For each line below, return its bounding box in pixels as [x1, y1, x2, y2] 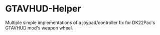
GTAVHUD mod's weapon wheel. [5, 24, 73, 30]
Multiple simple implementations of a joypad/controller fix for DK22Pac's [5, 19, 155, 25]
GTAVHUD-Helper [5, 3, 81, 14]
